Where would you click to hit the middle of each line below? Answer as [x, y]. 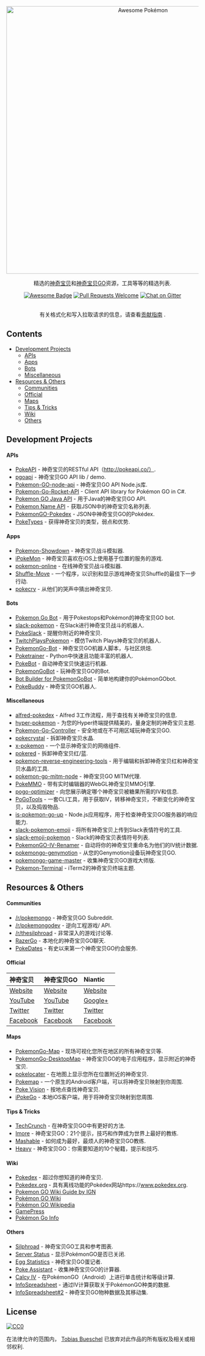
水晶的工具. [35, 769]
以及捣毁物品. [43, 807]
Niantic [94, 979]
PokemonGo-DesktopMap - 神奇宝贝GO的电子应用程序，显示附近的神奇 [106, 1059]
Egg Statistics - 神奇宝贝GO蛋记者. [59, 1262]
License [22, 1312]
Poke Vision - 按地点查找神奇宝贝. [58, 1089]
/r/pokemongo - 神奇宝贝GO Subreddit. [64, 917]
